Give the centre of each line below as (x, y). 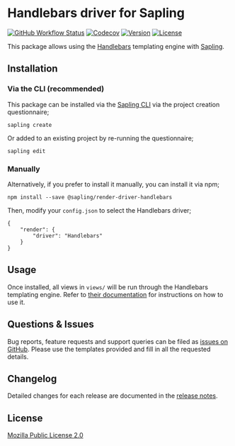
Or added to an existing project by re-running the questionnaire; (101, 138)
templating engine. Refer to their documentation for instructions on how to (115, 294)
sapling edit (27, 151)
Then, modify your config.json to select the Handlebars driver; (99, 210)
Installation (33, 69)
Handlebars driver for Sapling (96, 13)
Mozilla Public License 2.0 (45, 435)
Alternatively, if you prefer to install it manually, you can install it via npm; (114, 184)
